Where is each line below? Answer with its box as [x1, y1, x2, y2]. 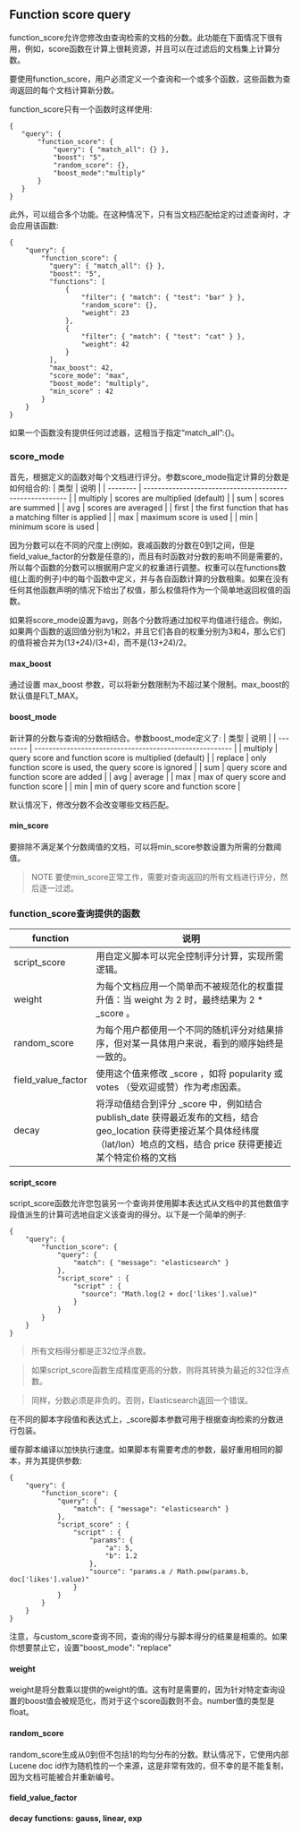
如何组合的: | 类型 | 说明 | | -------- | [9, 483, 142, 493]
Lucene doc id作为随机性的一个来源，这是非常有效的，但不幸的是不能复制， [9, 1759, 288, 1771]
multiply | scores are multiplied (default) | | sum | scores [79, 492, 285, 504]
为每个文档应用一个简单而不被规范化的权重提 [96, 980, 284, 993]
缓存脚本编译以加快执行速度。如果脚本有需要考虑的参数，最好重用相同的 [9, 1444, 275, 1455]
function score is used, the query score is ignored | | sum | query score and [9, 761, 287, 773]
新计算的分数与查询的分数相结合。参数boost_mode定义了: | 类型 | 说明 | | [9, 732, 277, 743]
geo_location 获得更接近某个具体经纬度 [96, 1125, 260, 1137]
